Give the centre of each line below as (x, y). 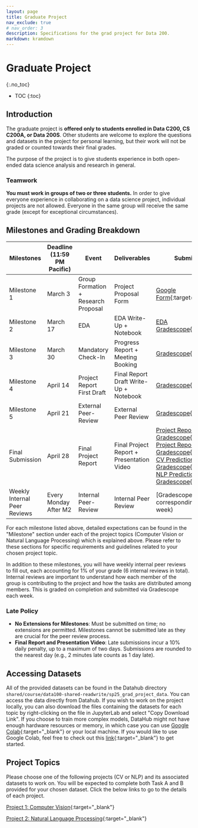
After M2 (59, 509)
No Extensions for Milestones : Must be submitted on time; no (90, 624)
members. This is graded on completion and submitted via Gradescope (92, 589)
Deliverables (132, 258)
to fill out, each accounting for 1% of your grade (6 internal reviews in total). (98, 570)
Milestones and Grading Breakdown (73, 230)
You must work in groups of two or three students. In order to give (88, 193)
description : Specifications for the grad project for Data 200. (88, 34)
